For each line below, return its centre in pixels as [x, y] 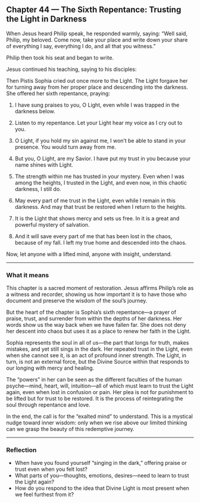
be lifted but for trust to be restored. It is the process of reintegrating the [95, 399]
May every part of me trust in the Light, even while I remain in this [95, 200]
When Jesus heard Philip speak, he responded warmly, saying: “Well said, [97, 33]
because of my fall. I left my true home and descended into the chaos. [101, 242]
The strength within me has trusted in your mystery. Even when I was [99, 176]
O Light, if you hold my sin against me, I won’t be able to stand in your [100, 140]
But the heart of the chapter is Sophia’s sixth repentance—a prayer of [91, 313]
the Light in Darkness [47, 19]
